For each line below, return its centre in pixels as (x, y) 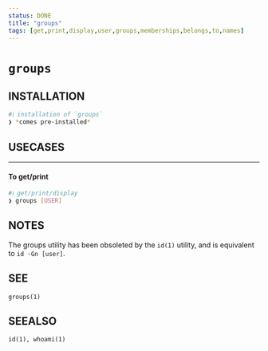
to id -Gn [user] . (37, 253)
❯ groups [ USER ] (35, 201)
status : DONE (30, 16)
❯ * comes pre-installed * (49, 122)
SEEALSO (33, 321)
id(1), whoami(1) (37, 340)
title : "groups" (35, 23)
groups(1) (25, 297)
